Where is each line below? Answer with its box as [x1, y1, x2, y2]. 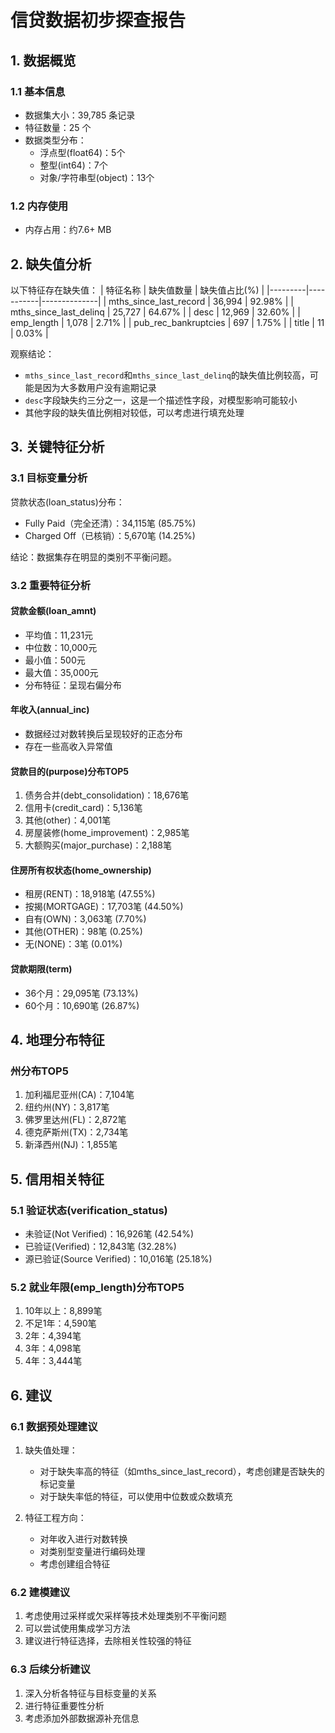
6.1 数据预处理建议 [10, 1419, 98, 1433]
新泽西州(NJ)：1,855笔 [24, 1139, 118, 1151]
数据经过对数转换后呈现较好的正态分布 [24, 728, 183, 740]
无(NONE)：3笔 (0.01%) [24, 938, 123, 950]
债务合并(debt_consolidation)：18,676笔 [24, 789, 190, 801]
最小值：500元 [24, 654, 86, 666]
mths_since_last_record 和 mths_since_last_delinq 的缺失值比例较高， [24, 369, 310, 381]
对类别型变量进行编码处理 [39, 1545, 146, 1557]
